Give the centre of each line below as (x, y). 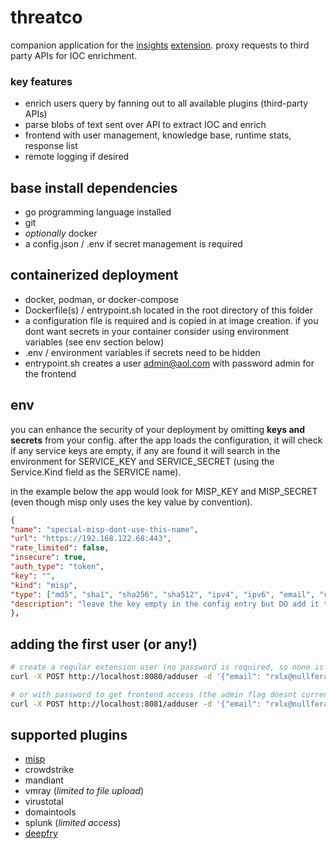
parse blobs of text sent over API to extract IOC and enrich (145, 125)
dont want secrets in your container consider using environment (157, 331)
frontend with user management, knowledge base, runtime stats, (158, 135)
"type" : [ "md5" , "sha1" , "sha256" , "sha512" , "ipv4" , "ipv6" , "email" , (163, 594)
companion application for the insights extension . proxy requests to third (160, 45)
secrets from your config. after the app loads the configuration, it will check (166, 440)
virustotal (44, 802)
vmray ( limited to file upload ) (84, 791)
